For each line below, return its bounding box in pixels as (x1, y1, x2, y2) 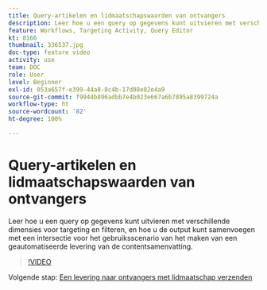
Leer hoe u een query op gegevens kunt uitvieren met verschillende (8, 216, 230, 226)
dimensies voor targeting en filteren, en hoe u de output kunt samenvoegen (8, 224, 256, 234)
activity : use (8, 56, 56, 64)
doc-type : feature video (8, 48, 91, 56)
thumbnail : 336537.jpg (8, 41, 83, 49)
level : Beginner (8, 78, 62, 86)
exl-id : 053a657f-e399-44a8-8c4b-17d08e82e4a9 (8, 85, 165, 94)
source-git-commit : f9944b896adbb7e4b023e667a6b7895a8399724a (8, 93, 219, 101)
